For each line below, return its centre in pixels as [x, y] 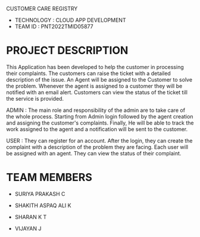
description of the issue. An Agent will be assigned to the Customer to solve [99, 79]
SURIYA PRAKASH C [40, 194]
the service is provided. [35, 98]
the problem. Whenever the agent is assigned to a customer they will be [94, 86]
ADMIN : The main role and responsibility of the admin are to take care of [96, 110]
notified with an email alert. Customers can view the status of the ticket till [97, 92]
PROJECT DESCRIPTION [67, 51]
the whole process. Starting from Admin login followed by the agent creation [100, 116]
